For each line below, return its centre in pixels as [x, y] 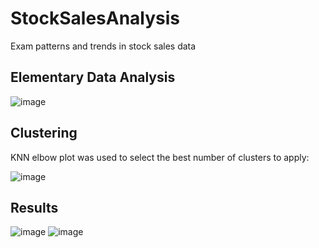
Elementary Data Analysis [93, 77]
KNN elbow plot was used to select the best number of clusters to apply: [160, 157]
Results [34, 207]
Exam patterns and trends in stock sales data [103, 46]
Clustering [44, 133]
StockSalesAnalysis [95, 18]
